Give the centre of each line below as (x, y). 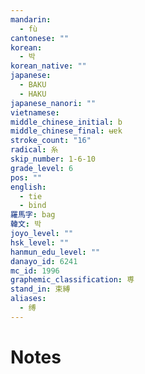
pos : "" (26, 177)
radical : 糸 (34, 150)
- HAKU (33, 94)
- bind (33, 206)
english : (28, 187)
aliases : (28, 299)
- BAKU (33, 85)
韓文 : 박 (26, 224)
